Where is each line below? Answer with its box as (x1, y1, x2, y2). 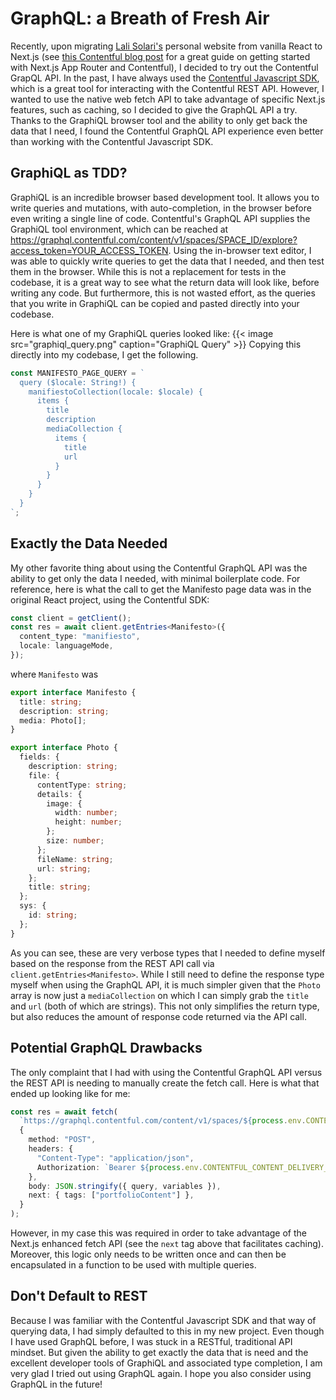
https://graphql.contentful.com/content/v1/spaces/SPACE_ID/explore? (10, 233, 298, 246)
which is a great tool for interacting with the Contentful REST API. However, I (10, 82, 325, 94)
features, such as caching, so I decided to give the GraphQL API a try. (10, 103, 298, 116)
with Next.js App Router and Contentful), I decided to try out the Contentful (10, 61, 319, 73)
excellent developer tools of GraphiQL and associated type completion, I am (10, 1357, 323, 1369)
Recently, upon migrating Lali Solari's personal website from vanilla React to (10, 40, 323, 52)
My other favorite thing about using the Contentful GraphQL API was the (10, 562, 308, 574)
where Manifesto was (10, 668, 99, 680)
